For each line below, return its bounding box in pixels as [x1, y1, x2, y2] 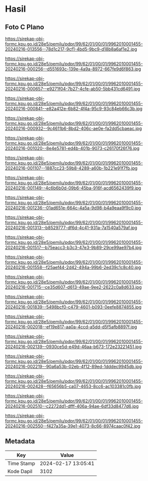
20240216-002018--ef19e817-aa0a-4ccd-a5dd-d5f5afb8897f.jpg [5, 324, 137, 330]
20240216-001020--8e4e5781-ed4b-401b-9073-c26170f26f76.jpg [5, 146, 140, 151]
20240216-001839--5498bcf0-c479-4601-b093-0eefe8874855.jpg [5, 304, 142, 310]
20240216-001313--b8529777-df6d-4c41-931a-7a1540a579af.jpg [5, 225, 137, 230]
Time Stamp [7, 460, 36, 467]
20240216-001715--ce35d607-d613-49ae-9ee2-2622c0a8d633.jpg [5, 284, 142, 290]
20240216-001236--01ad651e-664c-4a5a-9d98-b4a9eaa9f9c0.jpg [5, 205, 141, 210]
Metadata [5, 437, 35, 445]
